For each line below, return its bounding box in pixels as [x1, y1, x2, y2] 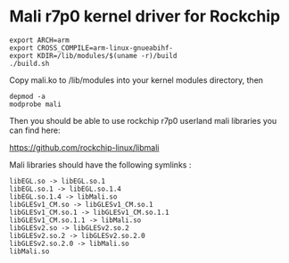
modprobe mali [9, 100, 62, 109]
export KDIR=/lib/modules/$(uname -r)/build [9, 51, 178, 60]
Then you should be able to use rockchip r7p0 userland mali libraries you [9, 115, 277, 126]
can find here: [9, 125, 61, 136]
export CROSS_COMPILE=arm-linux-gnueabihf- [9, 43, 174, 53]
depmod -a [9, 92, 46, 101]
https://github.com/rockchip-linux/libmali [9, 142, 160, 152]
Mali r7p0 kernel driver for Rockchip [9, 6, 281, 27]
